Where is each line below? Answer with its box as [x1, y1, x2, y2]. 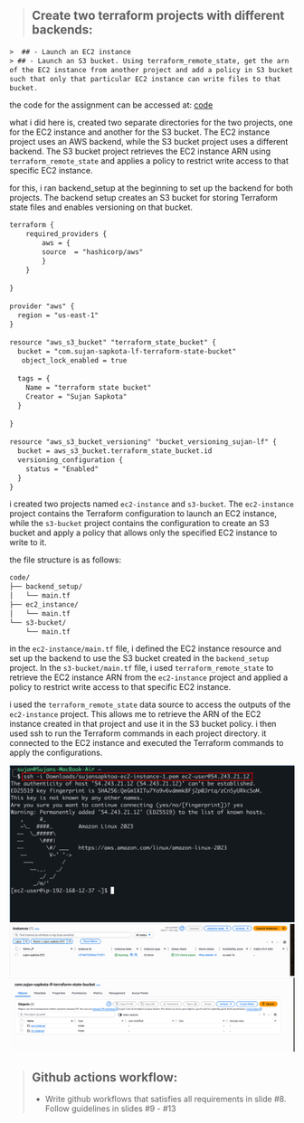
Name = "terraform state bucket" [25, 382, 152, 392]
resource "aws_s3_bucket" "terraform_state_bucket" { [9, 337, 217, 347]
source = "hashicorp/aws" [42, 247, 144, 257]
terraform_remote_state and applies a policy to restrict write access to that [9, 155, 290, 166]
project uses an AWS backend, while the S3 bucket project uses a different [9, 136, 289, 146]
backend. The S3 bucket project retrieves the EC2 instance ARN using [9, 146, 271, 156]
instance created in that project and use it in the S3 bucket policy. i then [9, 718, 277, 729]
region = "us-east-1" [17, 310, 100, 320]
